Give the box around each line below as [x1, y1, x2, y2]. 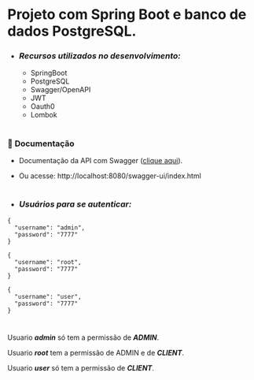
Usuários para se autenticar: [18, 199, 132, 210]
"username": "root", [14, 258, 82, 266]
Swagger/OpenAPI [30, 85, 91, 95]
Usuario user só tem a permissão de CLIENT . [7, 363, 155, 372]
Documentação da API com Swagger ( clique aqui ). [18, 156, 183, 166]
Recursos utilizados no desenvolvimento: [18, 50, 182, 61]
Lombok [30, 110, 57, 120]
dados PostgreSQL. [7, 22, 137, 40]
